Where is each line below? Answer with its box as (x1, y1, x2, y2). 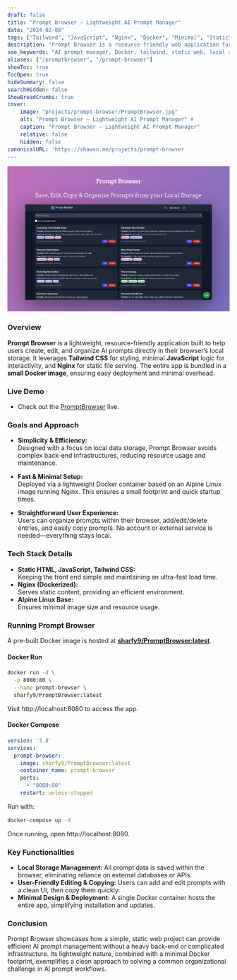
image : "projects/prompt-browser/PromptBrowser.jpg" (20, 108, 178, 116)
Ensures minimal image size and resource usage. (17, 602, 160, 611)
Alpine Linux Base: (17, 595, 74, 604)
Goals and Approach (7, 420, 79, 430)
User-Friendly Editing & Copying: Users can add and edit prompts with (17, 878, 226, 887)
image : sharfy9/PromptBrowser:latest (20, 759, 131, 767)
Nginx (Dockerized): (17, 580, 79, 589)
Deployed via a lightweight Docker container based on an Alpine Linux (17, 480, 222, 488)
